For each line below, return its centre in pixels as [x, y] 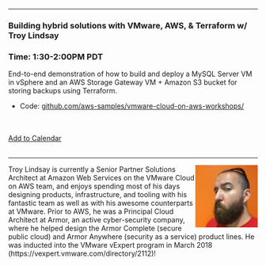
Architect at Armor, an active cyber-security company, [97, 220]
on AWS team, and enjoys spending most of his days [94, 186]
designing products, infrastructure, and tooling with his [98, 195]
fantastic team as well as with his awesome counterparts [101, 203]
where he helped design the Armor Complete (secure [95, 228]
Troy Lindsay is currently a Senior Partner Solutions [92, 169]
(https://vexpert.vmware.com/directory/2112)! [82, 253]
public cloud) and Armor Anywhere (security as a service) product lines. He [131, 237]
